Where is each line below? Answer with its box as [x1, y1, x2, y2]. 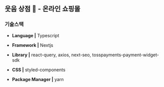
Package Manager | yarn [11, 76, 64, 82]
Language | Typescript [11, 32, 59, 38]
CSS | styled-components [11, 67, 65, 73]
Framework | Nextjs [11, 42, 53, 48]
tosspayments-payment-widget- [91, 52, 159, 58]
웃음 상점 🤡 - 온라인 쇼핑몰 [4, 4, 80, 13]
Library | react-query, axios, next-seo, [11, 52, 91, 58]
